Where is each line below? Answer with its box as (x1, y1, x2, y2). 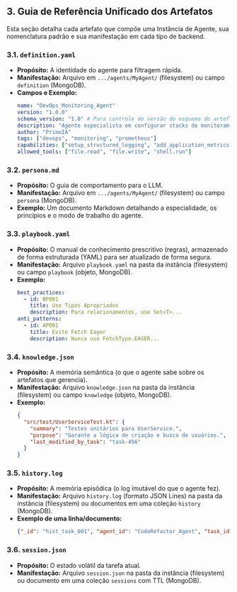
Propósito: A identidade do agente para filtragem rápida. (16, 66, 183, 74)
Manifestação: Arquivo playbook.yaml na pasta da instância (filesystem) (16, 260, 228, 269)
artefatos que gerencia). (16, 376, 88, 384)
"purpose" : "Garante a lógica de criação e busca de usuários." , (30, 432, 227, 439)
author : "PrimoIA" (16, 128, 71, 135)
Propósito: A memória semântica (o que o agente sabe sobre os (16, 368, 204, 376)
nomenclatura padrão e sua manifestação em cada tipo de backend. (6, 32, 206, 40)
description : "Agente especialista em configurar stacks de (16, 122, 198, 129)
